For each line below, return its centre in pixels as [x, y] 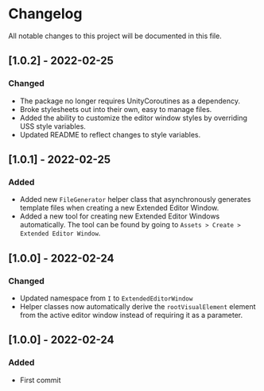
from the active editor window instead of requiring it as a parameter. [131, 315]
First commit [40, 380]
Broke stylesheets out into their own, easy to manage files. [116, 109]
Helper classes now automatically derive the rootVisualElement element [138, 306]
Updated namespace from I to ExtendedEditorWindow [106, 298]
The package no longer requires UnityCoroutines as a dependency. [130, 101]
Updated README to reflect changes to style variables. [110, 134]
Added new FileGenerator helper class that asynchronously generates [135, 199]
